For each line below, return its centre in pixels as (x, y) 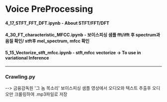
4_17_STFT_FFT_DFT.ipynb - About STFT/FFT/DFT (57, 23)
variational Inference (27, 58)
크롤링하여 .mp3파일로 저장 (41, 94)
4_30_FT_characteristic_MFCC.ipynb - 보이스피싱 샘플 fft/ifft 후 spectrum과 (83, 35)
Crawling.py (20, 76)
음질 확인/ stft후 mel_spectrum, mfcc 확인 (47, 41)
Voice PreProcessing (49, 9)
